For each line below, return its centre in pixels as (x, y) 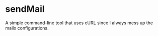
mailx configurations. (27, 28)
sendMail (25, 9)
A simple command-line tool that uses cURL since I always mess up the (79, 23)
